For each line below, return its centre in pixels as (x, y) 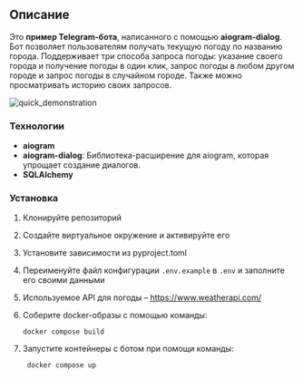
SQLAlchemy (48, 175)
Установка (34, 199)
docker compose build (63, 332)
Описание (39, 15)
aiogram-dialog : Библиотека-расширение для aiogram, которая (146, 155)
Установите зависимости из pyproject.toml (105, 253)
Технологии (37, 126)
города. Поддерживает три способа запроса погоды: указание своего (146, 56)
